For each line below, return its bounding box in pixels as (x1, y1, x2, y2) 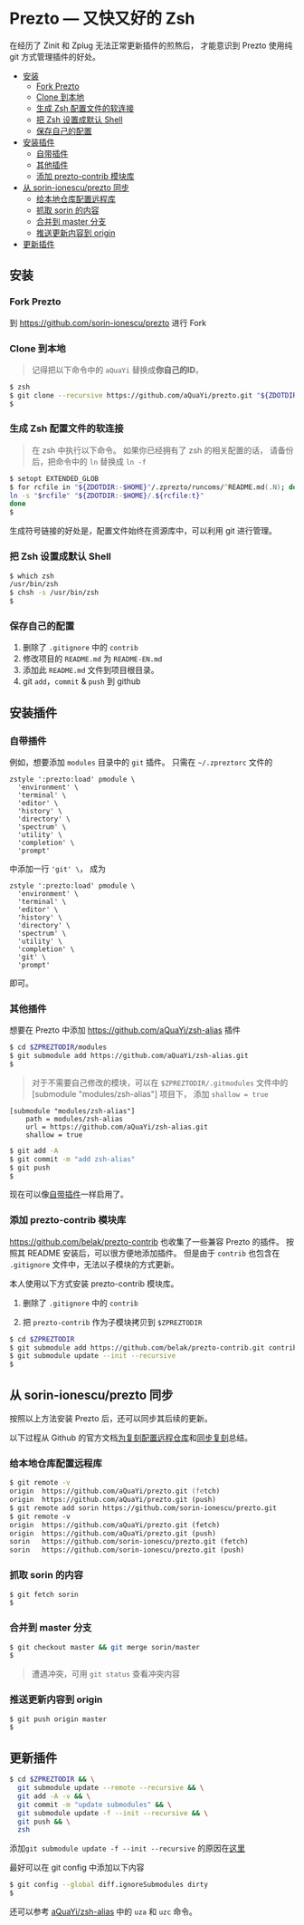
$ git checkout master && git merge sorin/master (9, 1642, 201, 1651)
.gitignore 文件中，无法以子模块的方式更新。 (9, 1258, 179, 1269)
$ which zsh (9, 572, 54, 581)
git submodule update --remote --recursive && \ (17, 1784, 204, 1793)
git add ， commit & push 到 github (22, 676, 141, 687)
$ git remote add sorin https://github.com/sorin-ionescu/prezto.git (9, 1503, 278, 1513)
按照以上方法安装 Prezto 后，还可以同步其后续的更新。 (9, 1413, 213, 1424)
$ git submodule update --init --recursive (9, 1352, 176, 1361)
